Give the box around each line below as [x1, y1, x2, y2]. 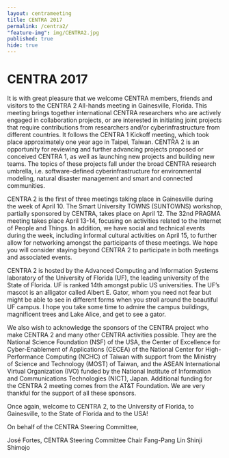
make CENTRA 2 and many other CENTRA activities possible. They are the [7, 330, 217, 339]
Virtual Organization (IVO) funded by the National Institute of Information [7, 367, 211, 375]
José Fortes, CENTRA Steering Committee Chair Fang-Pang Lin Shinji [7, 436, 203, 444]
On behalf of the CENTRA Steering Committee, [7, 422, 139, 431]
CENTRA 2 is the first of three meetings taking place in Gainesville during [7, 195, 213, 203]
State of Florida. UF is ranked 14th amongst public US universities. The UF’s [7, 280, 220, 289]
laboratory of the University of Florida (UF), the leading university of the [7, 274, 210, 282]
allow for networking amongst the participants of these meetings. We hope [7, 238, 218, 247]
